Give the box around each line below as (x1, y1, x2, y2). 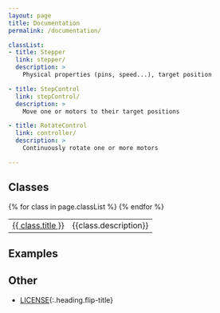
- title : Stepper (8, 49, 66, 57)
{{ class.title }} (12, 220, 65, 231)
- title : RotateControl (8, 121, 88, 130)
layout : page (8, 11, 52, 20)
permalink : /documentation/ (8, 26, 102, 34)
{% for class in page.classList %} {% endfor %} (8, 201, 165, 212)
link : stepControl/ (15, 93, 81, 101)
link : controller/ (15, 129, 77, 137)
